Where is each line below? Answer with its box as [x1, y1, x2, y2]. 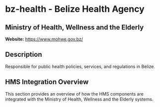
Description [5, 50, 42, 59]
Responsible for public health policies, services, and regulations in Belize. [5, 63, 155, 70]
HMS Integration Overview [5, 78, 89, 86]
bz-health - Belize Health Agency [5, 3, 145, 15]
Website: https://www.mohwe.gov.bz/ [5, 36, 83, 42]
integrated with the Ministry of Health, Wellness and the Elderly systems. [5, 96, 154, 102]
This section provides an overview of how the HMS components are [5, 91, 144, 97]
